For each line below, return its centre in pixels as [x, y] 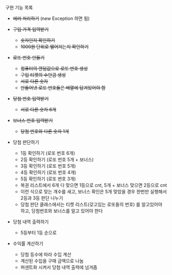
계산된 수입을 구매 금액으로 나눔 [52, 261]
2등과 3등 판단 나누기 [42, 198]
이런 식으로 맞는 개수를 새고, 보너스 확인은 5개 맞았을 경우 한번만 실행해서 [93, 192]
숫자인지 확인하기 [38, 40]
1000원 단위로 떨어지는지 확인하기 [54, 47]
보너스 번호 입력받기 [33, 120]
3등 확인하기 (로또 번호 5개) [48, 166]
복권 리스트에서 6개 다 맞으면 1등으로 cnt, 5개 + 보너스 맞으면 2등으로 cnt [94, 185]
